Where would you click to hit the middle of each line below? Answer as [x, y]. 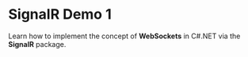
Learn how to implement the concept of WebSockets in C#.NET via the [124, 36]
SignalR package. [37, 44]
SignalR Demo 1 [60, 14]
